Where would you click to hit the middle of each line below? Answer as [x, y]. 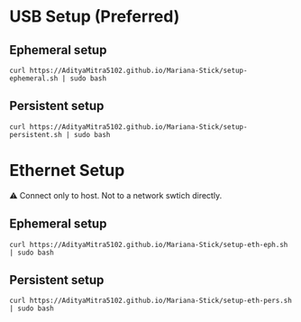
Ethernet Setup [67, 170]
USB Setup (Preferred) [95, 17]
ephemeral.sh [34, 78]
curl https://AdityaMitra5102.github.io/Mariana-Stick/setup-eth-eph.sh [149, 244]
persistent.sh [36, 134]
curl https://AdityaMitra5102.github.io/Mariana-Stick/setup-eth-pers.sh [151, 301]
